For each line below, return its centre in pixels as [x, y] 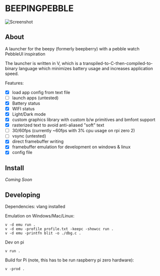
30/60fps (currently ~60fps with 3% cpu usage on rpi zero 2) [73, 131]
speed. [12, 74]
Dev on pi [15, 242]
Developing [23, 195]
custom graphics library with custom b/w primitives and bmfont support [84, 120]
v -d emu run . [20, 225]
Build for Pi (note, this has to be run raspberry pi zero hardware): [70, 260]
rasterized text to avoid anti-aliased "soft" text [58, 125]
